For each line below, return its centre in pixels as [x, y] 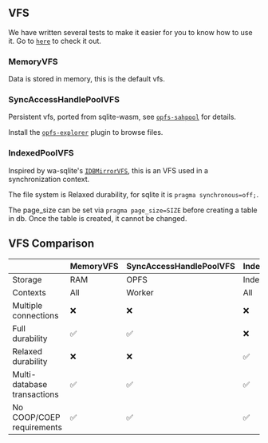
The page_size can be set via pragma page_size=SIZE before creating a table [133, 210]
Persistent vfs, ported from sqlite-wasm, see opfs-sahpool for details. [122, 117]
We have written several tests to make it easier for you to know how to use [130, 32]
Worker [140, 292]
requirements [37, 427]
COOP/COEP [36, 417]
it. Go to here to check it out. [55, 41]
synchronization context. [49, 179]
